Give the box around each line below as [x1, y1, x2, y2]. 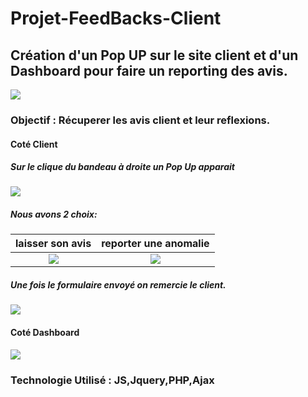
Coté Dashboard [10, 327, 80, 339]
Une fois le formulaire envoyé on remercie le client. [10, 279, 227, 291]
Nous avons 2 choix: [10, 208, 98, 221]
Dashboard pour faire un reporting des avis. [10, 62, 288, 79]
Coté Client [10, 138, 58, 150]
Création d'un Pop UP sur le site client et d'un [10, 47, 299, 64]
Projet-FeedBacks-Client [10, 7, 222, 30]
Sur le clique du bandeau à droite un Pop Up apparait [10, 161, 236, 173]
